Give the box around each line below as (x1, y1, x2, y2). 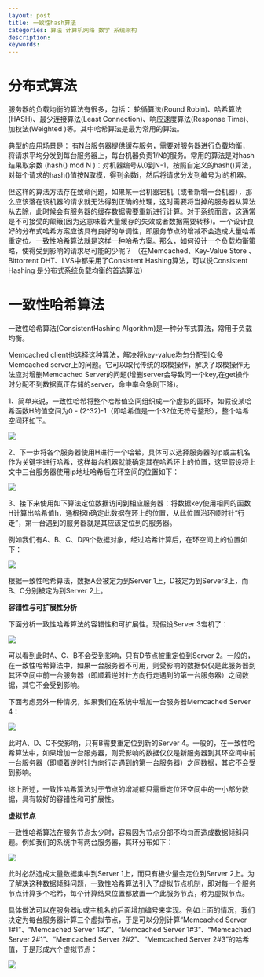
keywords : (8, 41, 41, 49)
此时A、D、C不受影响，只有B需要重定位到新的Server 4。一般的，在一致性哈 (8, 738, 255, 747)
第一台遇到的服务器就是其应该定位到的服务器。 (24, 518, 177, 527)
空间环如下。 (8, 416, 49, 425)
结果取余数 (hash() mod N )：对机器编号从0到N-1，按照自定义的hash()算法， (8, 160, 256, 170)
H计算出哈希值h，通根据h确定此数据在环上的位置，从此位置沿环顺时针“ (8, 509, 238, 517)
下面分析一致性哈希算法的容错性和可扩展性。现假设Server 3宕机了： (8, 619, 229, 629)
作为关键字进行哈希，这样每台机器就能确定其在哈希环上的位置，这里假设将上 (8, 457, 256, 466)
